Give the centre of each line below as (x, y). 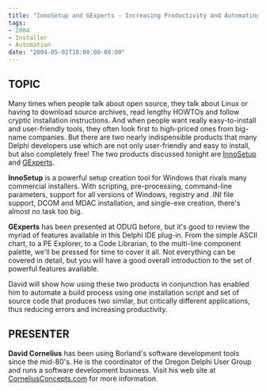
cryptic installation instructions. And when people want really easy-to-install (132, 120)
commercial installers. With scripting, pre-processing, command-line (120, 186)
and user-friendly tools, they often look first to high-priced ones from (121, 128)
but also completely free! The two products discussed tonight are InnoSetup (133, 154)
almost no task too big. (46, 211)
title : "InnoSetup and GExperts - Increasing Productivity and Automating (134, 15)
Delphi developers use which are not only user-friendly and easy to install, (129, 145)
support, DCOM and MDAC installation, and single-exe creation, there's (124, 203)
